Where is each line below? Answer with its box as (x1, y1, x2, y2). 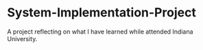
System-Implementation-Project (7, 5, 197, 21)
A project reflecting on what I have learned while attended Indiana (7, 27, 193, 36)
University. (7, 34, 38, 42)
